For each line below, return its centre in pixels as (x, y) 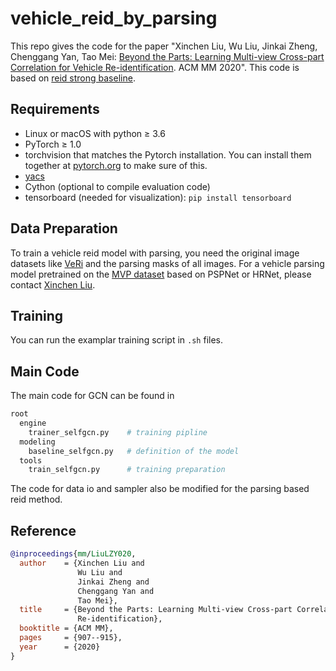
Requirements (55, 109)
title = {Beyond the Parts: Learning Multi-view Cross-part (156, 610)
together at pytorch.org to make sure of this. (116, 165)
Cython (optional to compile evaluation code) (117, 186)
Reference (43, 530)
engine (33, 423)
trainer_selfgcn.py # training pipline (118, 432)
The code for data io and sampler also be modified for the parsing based (160, 489)
